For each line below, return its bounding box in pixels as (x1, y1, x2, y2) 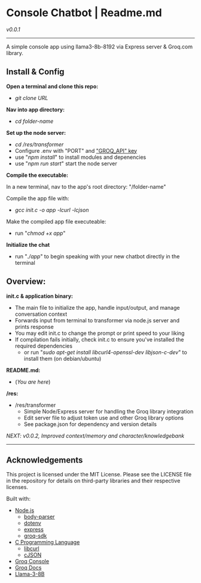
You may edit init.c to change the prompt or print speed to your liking (14, 330, 185, 337)
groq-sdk (23, 532, 47, 539)
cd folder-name (14, 117, 54, 125)
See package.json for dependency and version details (23, 420, 157, 428)
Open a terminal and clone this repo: (6, 83, 99, 90)
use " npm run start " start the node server (14, 159, 118, 167)
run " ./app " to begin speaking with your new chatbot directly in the (14, 252, 180, 260)
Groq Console (14, 558, 50, 565)
